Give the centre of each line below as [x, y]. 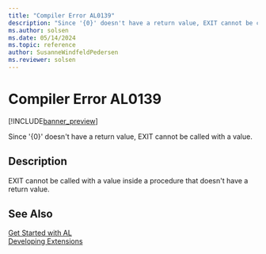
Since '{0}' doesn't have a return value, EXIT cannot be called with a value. [131, 137]
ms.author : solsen [38, 30]
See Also [30, 214]
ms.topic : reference [42, 45]
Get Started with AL [40, 233]
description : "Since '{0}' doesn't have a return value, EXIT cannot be [131, 23]
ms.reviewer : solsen [42, 60]
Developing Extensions [46, 241]
